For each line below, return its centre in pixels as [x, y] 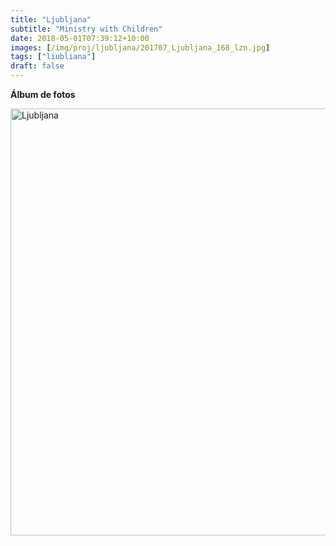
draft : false [37, 66]
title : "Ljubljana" [51, 19]
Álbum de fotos [43, 94]
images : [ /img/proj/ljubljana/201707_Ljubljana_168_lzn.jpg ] [140, 47]
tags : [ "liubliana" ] [53, 57]
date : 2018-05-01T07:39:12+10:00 [80, 38]
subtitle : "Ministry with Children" [86, 29]
